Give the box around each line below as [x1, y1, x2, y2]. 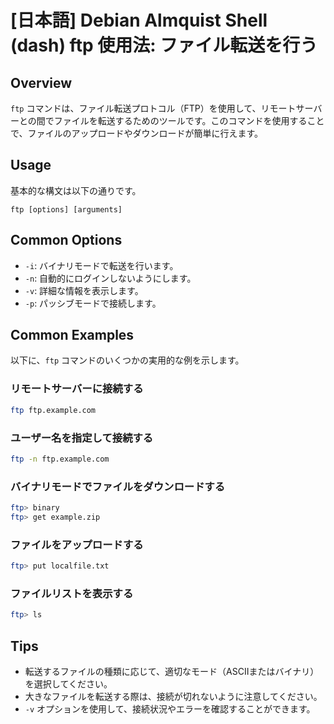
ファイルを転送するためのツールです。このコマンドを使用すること [53, 115, 325, 126]
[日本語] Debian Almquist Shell [10, 9, 268, 32]
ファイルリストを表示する [10, 586, 134, 600]
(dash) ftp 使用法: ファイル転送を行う [10, 34, 318, 57]
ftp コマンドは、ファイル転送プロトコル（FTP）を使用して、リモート [10, 102, 297, 114]
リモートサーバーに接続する [10, 382, 144, 396]
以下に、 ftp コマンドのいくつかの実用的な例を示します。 [10, 354, 245, 366]
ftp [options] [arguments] [10, 204, 123, 215]
